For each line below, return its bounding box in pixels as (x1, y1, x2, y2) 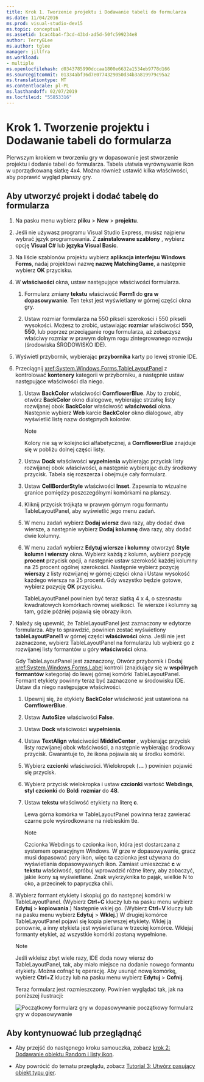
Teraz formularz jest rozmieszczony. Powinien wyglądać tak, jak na (15, 985, 184, 993)
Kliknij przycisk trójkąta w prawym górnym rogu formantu (24, 501, 169, 508)
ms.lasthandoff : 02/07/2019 (6, 89, 78, 95)
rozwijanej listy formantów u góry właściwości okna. (15, 646, 148, 653)
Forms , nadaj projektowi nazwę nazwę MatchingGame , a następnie (15, 260, 186, 267)
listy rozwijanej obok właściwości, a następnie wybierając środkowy (24, 743, 195, 751)
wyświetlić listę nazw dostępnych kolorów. (24, 415, 132, 422)
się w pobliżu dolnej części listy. (24, 446, 105, 453)
